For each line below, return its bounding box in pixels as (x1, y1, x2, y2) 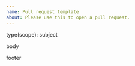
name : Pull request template (6, 8, 79, 15)
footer (6, 54, 22, 61)
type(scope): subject (6, 31, 58, 38)
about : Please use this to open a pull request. (6, 14, 130, 20)
